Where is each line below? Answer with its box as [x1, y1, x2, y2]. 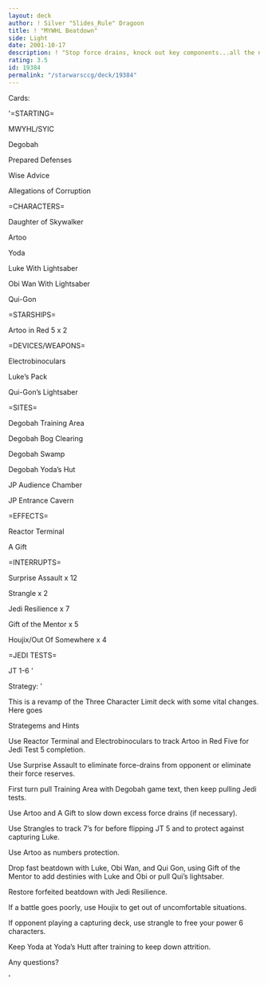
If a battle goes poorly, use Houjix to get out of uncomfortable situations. [8, 902, 247, 912]
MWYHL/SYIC [8, 124, 54, 133]
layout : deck [8, 11, 52, 20]
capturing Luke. [8, 832, 60, 841]
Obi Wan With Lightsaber [8, 279, 90, 288]
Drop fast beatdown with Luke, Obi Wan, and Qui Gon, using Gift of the [8, 863, 241, 872]
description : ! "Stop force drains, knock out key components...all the [8, 49, 255, 57]
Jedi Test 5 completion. [8, 745, 85, 754]
